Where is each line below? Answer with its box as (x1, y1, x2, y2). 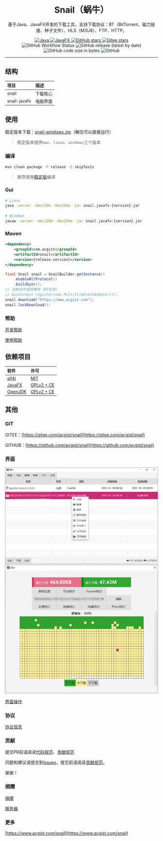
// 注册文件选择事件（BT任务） (5, 287, 60, 292)
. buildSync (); (14, 282, 42, 287)
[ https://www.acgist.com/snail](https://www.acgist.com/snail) (5, 830, 129, 836)
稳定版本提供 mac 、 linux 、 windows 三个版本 (16, 140, 101, 145)
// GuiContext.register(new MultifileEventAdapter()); (5, 292, 118, 297)
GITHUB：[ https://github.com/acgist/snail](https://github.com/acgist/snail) (5, 442, 154, 448)
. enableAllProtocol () (14, 277, 57, 282)
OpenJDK (7, 389, 27, 395)
